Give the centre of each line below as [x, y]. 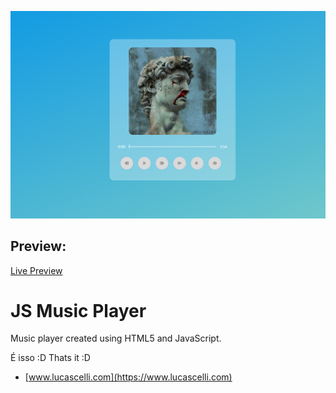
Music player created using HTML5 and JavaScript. [116, 338]
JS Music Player [78, 310]
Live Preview [36, 270]
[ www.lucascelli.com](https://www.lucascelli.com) [128, 377]
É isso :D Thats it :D [50, 358]
